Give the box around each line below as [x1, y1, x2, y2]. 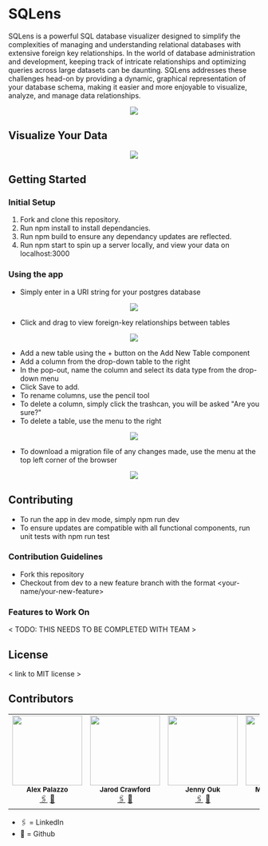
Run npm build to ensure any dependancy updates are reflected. [19, 232, 232, 241]
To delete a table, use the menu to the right [19, 416, 162, 425]
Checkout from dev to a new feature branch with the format [19, 577, 216, 588]
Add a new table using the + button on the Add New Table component [19, 348, 250, 357]
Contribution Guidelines [8, 551, 104, 562]
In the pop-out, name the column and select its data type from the [19, 365, 237, 374]
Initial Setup [8, 197, 56, 208]
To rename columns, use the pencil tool [19, 390, 150, 400]
